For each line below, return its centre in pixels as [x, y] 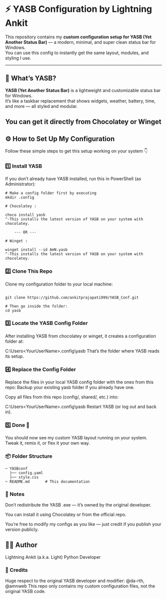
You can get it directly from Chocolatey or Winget [83, 122]
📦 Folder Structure [29, 456]
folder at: [14, 341]
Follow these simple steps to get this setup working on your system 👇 [77, 151]
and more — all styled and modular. [42, 106]
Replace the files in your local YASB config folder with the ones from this [80, 382]
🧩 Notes [15, 494]
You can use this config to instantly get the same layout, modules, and [77, 53]
